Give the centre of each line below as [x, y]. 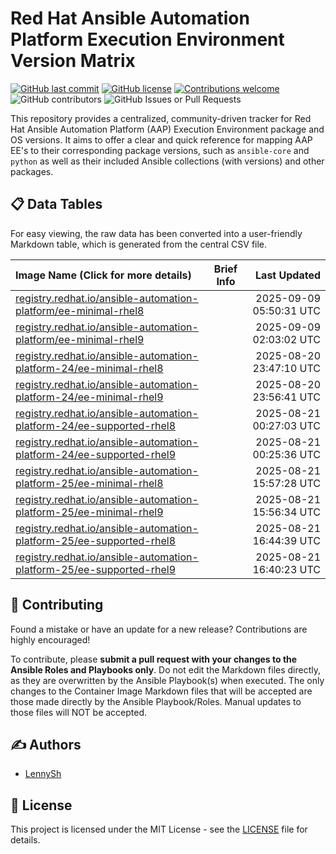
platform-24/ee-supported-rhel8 [96, 425]
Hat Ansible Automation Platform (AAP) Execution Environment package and [167, 129]
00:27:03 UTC [286, 425]
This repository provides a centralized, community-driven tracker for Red [161, 118]
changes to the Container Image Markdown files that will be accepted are [161, 691]
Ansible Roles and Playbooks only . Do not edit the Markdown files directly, [165, 669]
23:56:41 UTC [286, 397]
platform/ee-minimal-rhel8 [80, 310]
